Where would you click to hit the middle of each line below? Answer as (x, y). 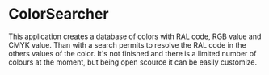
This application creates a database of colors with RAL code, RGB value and (135, 36)
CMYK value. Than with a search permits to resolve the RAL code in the (127, 44)
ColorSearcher (59, 14)
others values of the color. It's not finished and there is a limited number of (132, 53)
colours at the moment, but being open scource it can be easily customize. (132, 62)
